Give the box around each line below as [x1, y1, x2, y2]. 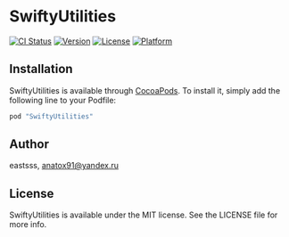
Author [9, 136, 49, 152]
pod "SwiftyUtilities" [9, 111, 94, 121]
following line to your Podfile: [9, 94, 117, 105]
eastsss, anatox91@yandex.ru [9, 160, 119, 171]
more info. [9, 219, 47, 230]
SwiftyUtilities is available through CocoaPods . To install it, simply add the [9, 85, 281, 95]
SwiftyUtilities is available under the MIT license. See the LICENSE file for [9, 209, 278, 220]
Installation [9, 61, 73, 77]
